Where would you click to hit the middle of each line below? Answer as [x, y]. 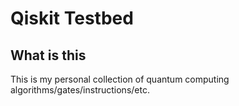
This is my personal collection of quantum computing [120, 79]
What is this [48, 55]
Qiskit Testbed [72, 18]
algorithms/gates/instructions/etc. [80, 90]
